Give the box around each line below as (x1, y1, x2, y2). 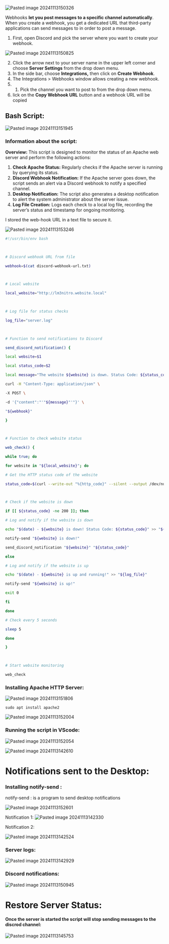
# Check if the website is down (5, 500, 73, 505)
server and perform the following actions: (5, 154, 92, 161)
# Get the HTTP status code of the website (5, 472, 98, 478)
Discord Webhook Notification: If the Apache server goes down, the (12, 175, 156, 181)
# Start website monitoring (5, 663, 64, 668)
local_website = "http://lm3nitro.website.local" (5, 291, 107, 296)
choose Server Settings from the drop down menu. (12, 65, 119, 71)
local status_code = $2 (5, 363, 51, 368)
